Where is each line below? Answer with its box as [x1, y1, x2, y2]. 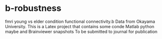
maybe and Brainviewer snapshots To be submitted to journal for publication [5, 29, 158, 34]
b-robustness [5, 3, 62, 14]
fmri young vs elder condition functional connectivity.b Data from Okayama [5, 19, 155, 24]
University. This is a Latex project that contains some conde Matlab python [5, 23, 154, 29]
